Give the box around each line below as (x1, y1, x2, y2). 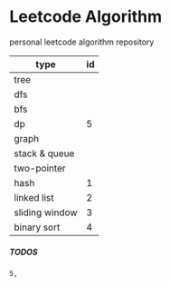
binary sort (14, 221, 61, 233)
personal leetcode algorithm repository (9, 36, 155, 47)
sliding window (14, 206, 79, 219)
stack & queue (14, 147, 75, 160)
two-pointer (14, 162, 66, 174)
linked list (14, 191, 54, 203)
